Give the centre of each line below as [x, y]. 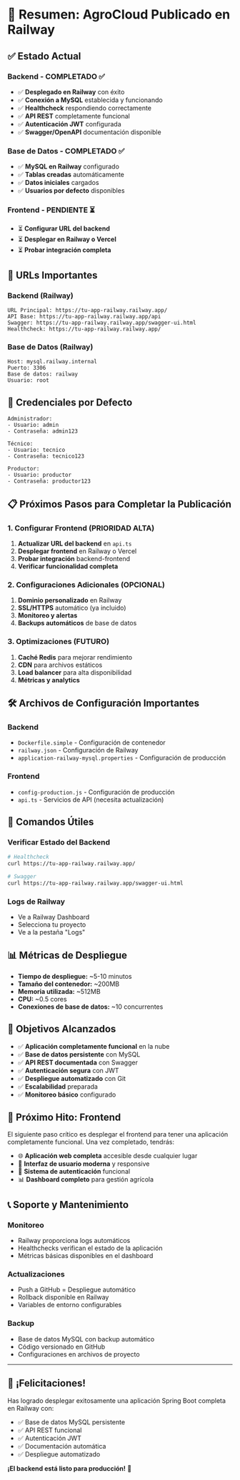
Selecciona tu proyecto [52, 925]
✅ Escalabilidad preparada [58, 1086]
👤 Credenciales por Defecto [70, 402]
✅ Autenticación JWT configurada [69, 124]
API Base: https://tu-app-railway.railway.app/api [84, 317]
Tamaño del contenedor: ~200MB [69, 984]
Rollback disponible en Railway [63, 1297]
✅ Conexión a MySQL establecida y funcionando [90, 100]
